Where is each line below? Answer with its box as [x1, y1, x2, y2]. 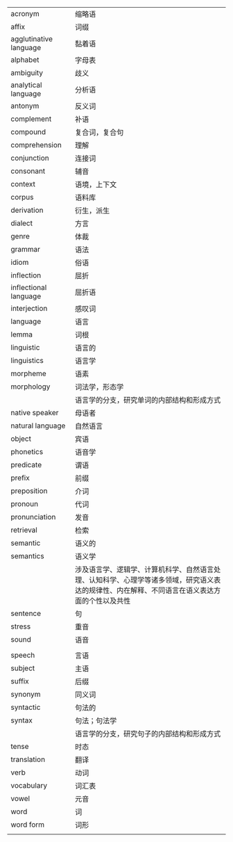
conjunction [10, 153, 50, 163]
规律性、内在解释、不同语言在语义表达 [89, 585, 214, 595]
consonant [10, 166, 46, 176]
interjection [10, 304, 48, 313]
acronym [10, 9, 40, 18]
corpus [10, 193, 34, 202]
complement [10, 114, 52, 124]
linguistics [10, 356, 44, 365]
